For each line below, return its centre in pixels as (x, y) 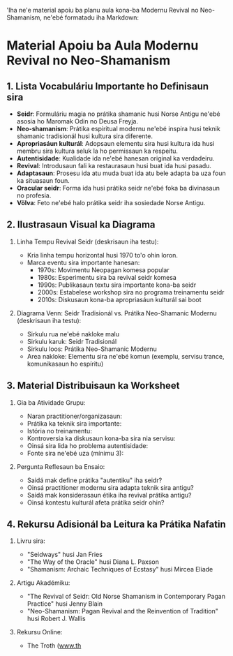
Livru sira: (31, 541)
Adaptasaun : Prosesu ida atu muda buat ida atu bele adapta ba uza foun (121, 173)
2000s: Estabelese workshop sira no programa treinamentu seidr (131, 292)
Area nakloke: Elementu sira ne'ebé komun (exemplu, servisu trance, (126, 356)
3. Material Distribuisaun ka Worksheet (93, 386)
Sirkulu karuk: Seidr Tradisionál (72, 341)
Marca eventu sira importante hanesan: (83, 262)
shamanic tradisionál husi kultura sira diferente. (84, 136)
